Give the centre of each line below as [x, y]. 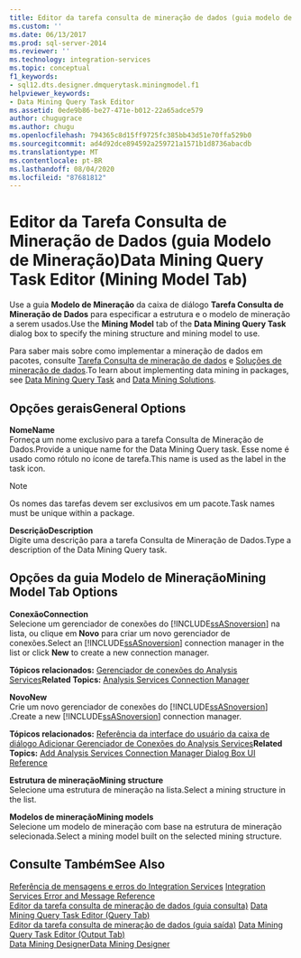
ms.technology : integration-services [80, 60]
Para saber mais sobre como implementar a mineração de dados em [136, 351]
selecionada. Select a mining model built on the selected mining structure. [146, 836]
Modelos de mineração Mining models [82, 817]
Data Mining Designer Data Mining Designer [90, 944]
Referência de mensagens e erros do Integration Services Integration [137, 886]
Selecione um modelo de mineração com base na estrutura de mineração [146, 826]
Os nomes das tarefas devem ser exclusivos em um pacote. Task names [142, 503]
